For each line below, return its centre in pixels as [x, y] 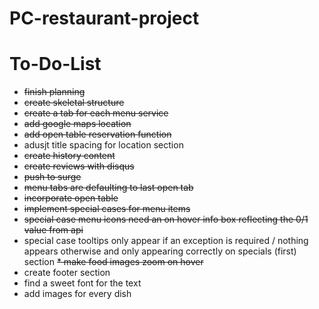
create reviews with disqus [79, 166]
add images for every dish [77, 294]
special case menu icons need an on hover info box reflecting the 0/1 [166, 219]
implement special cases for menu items [107, 209]
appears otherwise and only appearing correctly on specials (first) [160, 251]
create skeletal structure [74, 103]
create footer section [67, 273]
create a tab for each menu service [96, 113]
